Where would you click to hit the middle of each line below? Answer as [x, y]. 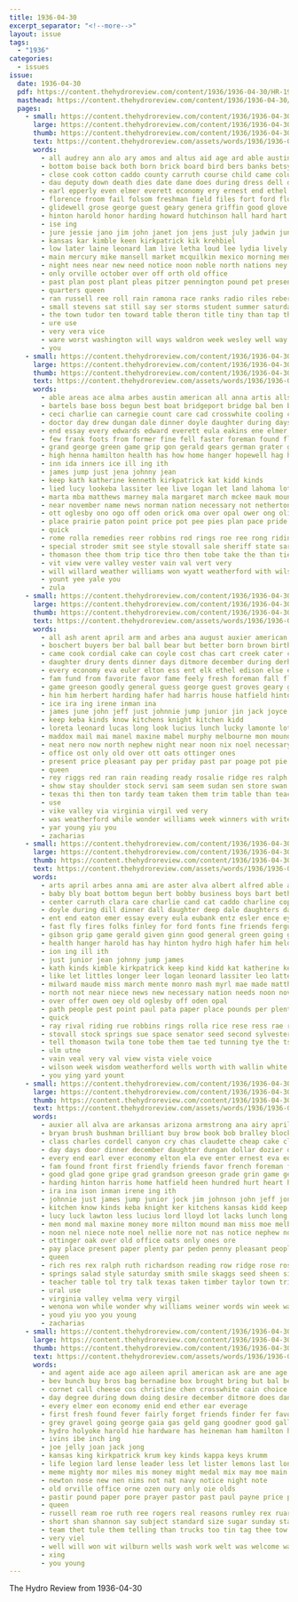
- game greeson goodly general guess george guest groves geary [162, 687]
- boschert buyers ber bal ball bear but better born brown [154, 645]
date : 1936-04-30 [49, 84]
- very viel [63, 1538]
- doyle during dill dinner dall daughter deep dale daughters [160, 910]
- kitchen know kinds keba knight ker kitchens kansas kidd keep [165, 1207]
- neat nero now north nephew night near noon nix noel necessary [166, 745]
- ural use [61, 1290]
